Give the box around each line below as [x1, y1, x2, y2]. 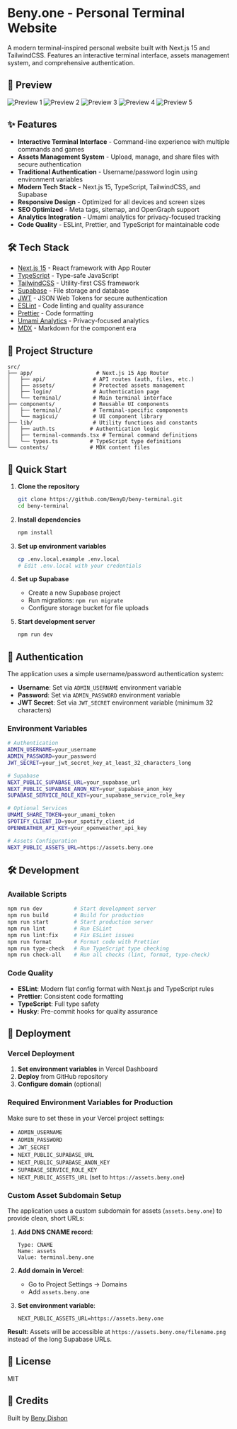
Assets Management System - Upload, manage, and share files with [17, 152, 219, 161]
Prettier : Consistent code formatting [17, 992, 124, 1000]
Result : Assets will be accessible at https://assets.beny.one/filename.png [7, 1327, 226, 1335]
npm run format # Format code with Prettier [7, 938, 160, 946]
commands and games [17, 145, 85, 153]
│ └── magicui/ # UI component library [7, 413, 163, 420]
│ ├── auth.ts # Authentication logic [7, 425, 160, 433]
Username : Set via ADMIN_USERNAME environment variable [17, 683, 182, 692]
